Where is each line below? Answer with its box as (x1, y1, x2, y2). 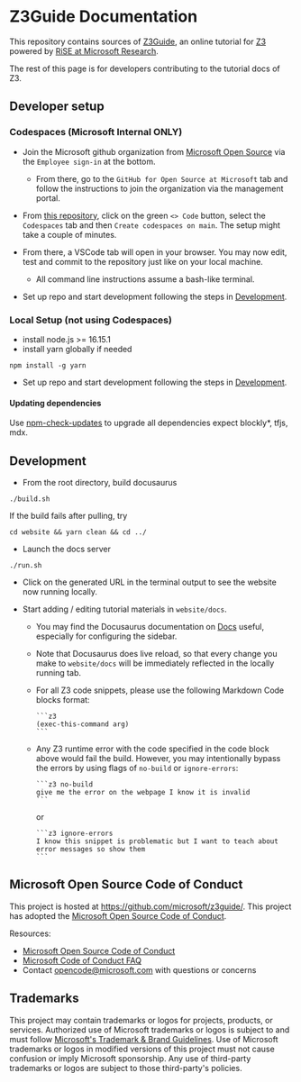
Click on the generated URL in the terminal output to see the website (22, 577, 277, 587)
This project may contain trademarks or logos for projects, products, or (9, 1014, 273, 1025)
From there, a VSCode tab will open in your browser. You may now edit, (22, 246, 287, 258)
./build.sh (9, 494, 50, 504)
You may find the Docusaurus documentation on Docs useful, (35, 621, 265, 632)
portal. (35, 192, 60, 204)
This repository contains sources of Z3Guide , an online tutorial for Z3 (9, 36, 267, 47)
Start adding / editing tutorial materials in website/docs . (22, 604, 227, 614)
